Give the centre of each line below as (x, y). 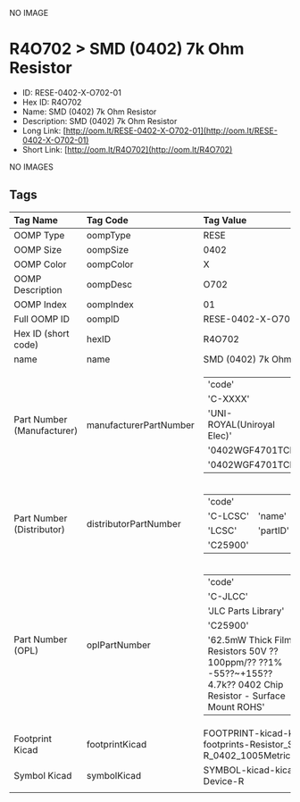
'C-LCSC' (229, 515)
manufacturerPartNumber (140, 425)
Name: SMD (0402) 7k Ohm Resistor (89, 112)
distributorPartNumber (133, 523)
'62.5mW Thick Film (250, 639)
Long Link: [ (44, 130)
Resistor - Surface (246, 696)
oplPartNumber (119, 645)
